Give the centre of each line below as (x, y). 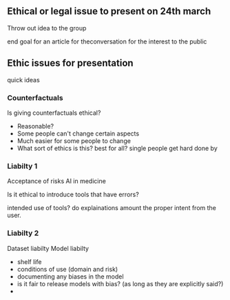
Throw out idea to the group (47, 28)
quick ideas (23, 79)
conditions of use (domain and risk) (67, 269)
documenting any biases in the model (70, 276)
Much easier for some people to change (74, 140)
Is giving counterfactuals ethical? (54, 113)
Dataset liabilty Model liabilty (48, 248)
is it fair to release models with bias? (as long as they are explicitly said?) (120, 283)
